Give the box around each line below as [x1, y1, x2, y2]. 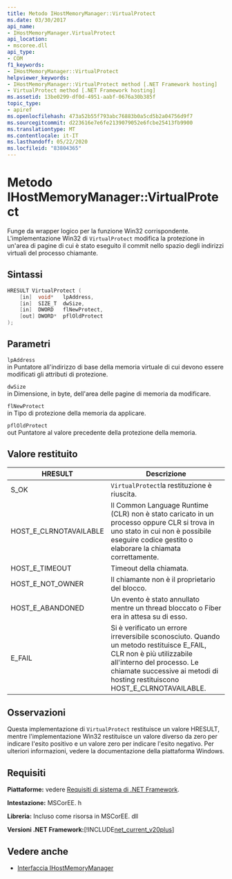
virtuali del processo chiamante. [7, 249, 99, 257]
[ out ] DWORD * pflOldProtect [19, 313, 104, 320]
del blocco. [110, 583, 147, 592]
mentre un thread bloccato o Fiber [110, 603, 222, 612]
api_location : [7, 36, 48, 43]
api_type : [7, 49, 36, 56]
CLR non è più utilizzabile [110, 648, 193, 658]
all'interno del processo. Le [110, 657, 199, 667]
